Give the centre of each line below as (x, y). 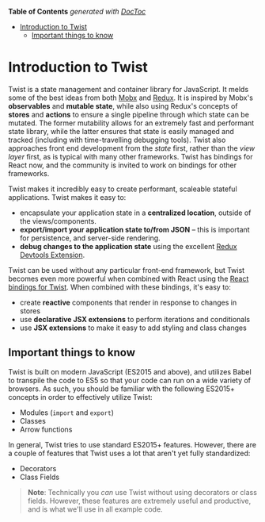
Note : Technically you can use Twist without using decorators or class (142, 492)
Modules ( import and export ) (67, 413)
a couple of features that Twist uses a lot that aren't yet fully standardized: (129, 453)
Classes (32, 420)
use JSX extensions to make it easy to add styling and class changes (133, 328)
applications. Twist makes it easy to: (67, 197)
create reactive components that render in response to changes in (128, 302)
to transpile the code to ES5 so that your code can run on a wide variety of (130, 380)
